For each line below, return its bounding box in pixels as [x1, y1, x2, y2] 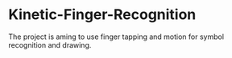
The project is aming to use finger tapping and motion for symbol [8, 32, 224, 41]
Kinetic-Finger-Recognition [8, 6, 197, 24]
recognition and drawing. [8, 40, 92, 49]
